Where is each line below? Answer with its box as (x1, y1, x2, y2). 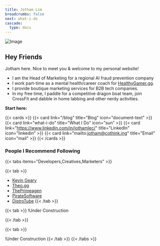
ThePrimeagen (12, 188, 42, 194)
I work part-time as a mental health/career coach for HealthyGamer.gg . (12, 80, 154, 86)
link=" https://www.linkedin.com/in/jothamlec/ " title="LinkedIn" (5, 125, 130, 131)
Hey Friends (5, 53, 43, 61)
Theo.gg (12, 183, 29, 189)
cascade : (5, 20, 23, 26)
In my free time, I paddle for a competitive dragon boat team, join (12, 91, 142, 96)
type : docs (9, 25, 32, 30)
